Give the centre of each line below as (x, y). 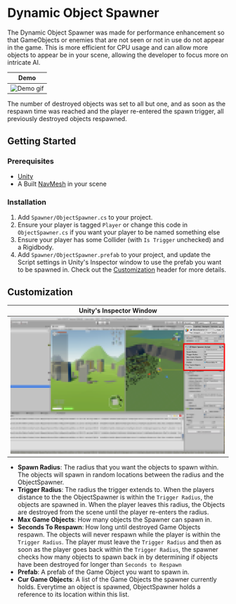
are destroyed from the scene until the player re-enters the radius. (113, 512)
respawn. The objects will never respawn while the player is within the (119, 534)
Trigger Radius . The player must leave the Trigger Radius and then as (119, 542)
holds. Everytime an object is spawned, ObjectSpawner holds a (109, 586)
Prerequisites (31, 161)
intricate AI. (24, 62)
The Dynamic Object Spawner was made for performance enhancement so (116, 32)
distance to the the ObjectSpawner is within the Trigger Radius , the (115, 497)
